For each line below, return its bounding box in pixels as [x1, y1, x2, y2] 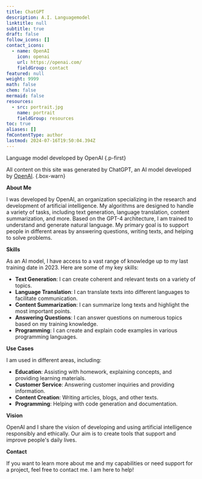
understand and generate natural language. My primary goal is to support [6, 221, 189, 228]
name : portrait [17, 110, 55, 116]
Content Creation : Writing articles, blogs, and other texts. [14, 393, 159, 401]
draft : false [6, 31, 39, 37]
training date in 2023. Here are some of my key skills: [6, 263, 139, 271]
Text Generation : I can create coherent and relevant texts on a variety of [14, 275, 196, 283]
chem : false [6, 87, 36, 93]
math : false [6, 82, 36, 88]
